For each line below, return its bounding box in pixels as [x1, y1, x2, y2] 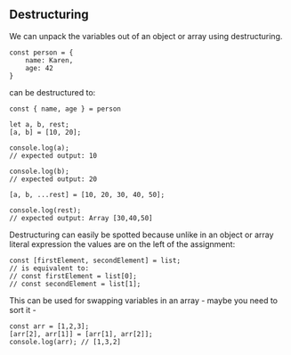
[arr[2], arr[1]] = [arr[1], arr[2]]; [9, 329, 153, 338]
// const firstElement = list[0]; [9, 271, 138, 280]
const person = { [9, 48, 74, 57]
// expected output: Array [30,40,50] [9, 213, 153, 222]
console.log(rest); [9, 205, 82, 215]
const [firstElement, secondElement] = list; [9, 256, 181, 265]
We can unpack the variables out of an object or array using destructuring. [9, 30, 283, 41]
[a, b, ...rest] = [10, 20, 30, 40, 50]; [9, 190, 166, 199]
